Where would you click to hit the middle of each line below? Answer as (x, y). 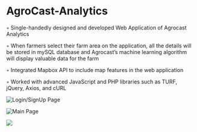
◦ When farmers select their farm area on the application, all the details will (99, 46)
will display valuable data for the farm (53, 58)
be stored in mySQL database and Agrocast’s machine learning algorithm (97, 52)
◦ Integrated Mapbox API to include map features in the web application (95, 70)
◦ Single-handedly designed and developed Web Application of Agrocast (97, 28)
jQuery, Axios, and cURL (36, 88)
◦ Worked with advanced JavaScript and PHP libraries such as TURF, (92, 82)
